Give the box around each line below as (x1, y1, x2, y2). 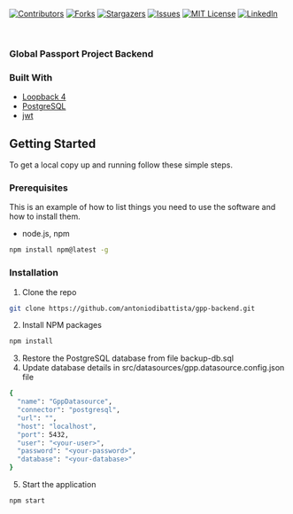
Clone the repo (21, 286, 77, 297)
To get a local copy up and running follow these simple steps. (9, 160, 233, 170)
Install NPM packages (21, 320, 102, 331)
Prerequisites (9, 182, 68, 194)
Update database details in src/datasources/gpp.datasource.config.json (21, 362, 285, 373)
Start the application (21, 479, 96, 489)
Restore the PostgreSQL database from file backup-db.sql (21, 353, 235, 363)
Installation (9, 267, 59, 279)
